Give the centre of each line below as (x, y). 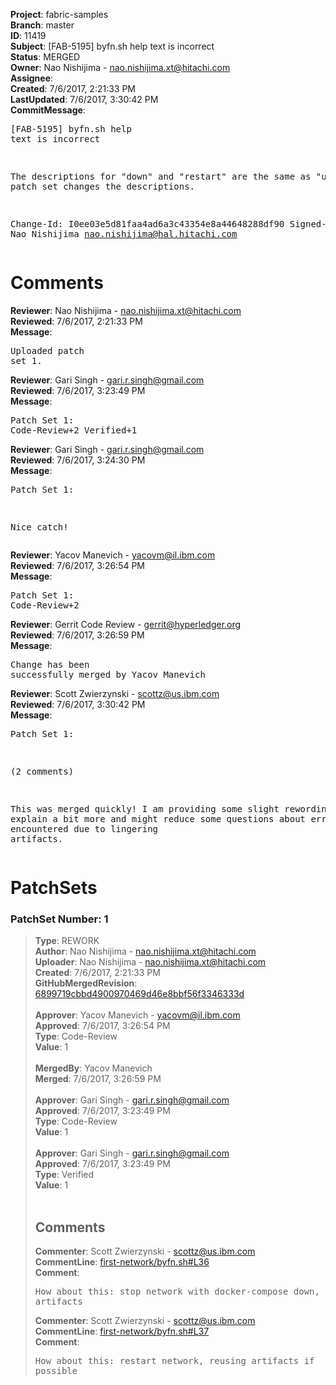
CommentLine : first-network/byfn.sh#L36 (122, 1262)
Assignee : (32, 78)
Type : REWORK (67, 941)
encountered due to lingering (84, 828)
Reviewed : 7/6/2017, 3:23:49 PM (78, 390)
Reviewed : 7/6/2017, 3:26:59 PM (77, 635)
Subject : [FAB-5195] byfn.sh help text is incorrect (112, 46)
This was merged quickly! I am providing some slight (145, 808)
